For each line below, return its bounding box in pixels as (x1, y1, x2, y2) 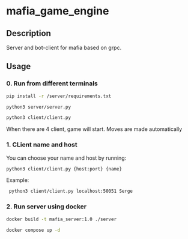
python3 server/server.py (6, 104, 71, 110)
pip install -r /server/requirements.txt (6, 93, 112, 99)
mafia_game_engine (6, 4, 109, 18)
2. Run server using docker (6, 202, 87, 211)
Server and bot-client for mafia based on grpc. (6, 44, 122, 51)
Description (6, 28, 51, 38)
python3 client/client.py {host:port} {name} (6, 166, 122, 172)
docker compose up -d (6, 227, 61, 233)
